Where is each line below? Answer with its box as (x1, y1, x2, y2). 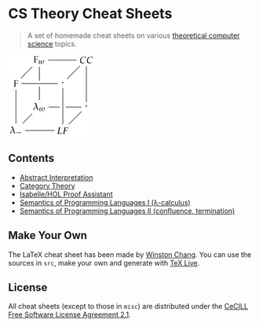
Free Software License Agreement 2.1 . (8, 310, 131, 319)
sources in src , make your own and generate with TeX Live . (8, 258, 200, 267)
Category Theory (19, 181, 75, 190)
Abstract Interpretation (19, 172, 93, 182)
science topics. (27, 39, 77, 48)
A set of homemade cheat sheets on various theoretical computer (27, 31, 240, 40)
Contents (8, 152, 55, 165)
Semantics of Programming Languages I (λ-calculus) (19, 197, 191, 207)
